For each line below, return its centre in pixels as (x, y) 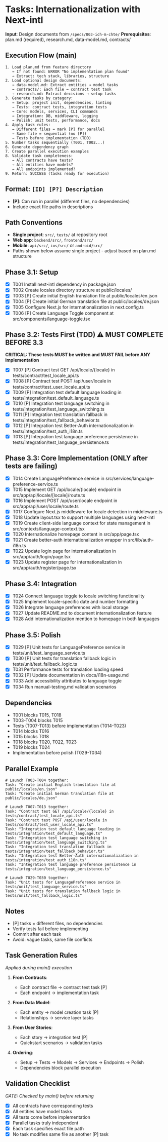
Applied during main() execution (39, 967)
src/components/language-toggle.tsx (51, 319)
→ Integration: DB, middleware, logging (55, 116)
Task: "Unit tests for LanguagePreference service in (63, 883)
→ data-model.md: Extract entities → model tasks (65, 85)
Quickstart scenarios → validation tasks (61, 1043)
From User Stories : (33, 1027)
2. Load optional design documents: (44, 80)
